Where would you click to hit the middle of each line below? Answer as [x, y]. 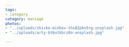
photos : [13, 23]
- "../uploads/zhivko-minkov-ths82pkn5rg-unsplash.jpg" [65, 28]
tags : [11, 10]
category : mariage [24, 19]
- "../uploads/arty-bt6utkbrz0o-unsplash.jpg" [55, 33]
